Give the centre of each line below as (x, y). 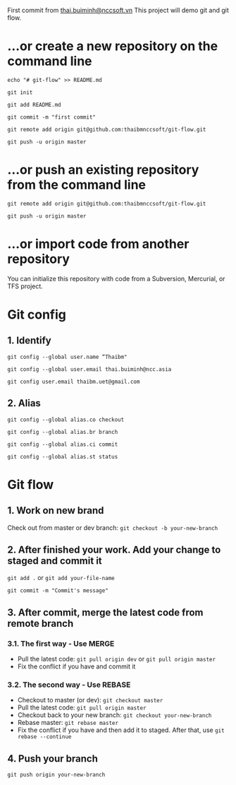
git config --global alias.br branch (63, 432)
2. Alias (24, 403)
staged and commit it (55, 561)
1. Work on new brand (56, 510)
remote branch (41, 624)
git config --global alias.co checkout (66, 420)
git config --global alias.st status (63, 456)
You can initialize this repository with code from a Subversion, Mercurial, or (116, 278)
